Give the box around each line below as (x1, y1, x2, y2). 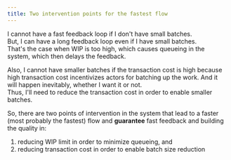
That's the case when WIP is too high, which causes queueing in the (7, 44, 205, 53)
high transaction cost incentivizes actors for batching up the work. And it (7, 73, 218, 81)
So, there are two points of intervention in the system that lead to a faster (7, 109, 219, 117)
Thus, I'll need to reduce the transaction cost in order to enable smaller (7, 88, 213, 96)
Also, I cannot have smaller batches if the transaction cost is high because (7, 65, 223, 74)
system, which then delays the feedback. (7, 52, 126, 60)
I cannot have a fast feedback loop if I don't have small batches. (7, 29, 192, 38)
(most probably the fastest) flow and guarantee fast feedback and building (7, 116, 224, 125)
